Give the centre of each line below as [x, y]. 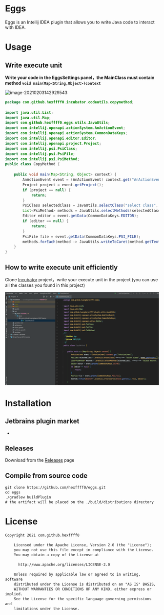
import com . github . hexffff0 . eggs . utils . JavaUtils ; [58, 123]
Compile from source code [46, 476]
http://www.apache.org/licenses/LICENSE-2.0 [64, 565]
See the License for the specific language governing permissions [83, 599]
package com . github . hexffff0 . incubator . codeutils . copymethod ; [70, 102]
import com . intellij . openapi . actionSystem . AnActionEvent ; [65, 128]
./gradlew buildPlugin [28, 497]
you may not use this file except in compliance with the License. [84, 550]
